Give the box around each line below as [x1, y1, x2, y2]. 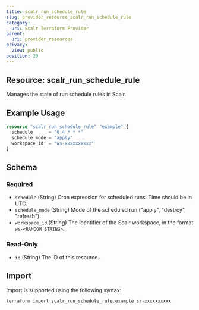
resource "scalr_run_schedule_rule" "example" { [6, 124, 129, 130]
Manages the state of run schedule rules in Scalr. [6, 90, 127, 98]
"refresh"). [14, 212, 42, 220]
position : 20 [6, 53, 39, 59]
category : [6, 20, 31, 26]
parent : [6, 31, 26, 37]
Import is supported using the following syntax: [6, 287, 122, 294]
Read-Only [6, 240, 39, 249]
